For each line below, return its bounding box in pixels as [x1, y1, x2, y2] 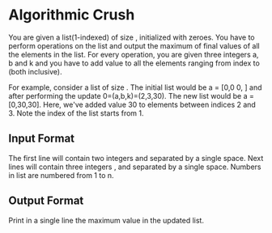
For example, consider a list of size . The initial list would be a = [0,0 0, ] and [8, 83, 262, 92]
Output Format [8, 194, 84, 208]
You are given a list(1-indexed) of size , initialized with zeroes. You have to [8, 32, 255, 42]
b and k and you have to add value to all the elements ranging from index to [8, 58, 261, 68]
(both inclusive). [8, 66, 62, 76]
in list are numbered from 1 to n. [8, 170, 115, 180]
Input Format [8, 132, 75, 146]
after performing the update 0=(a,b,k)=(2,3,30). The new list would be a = [8, 91, 255, 100]
